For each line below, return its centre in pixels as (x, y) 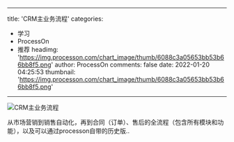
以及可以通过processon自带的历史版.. (76, 131)
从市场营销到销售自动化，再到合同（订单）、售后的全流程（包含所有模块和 (112, 122)
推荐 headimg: (38, 50)
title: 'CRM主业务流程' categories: (55, 19)
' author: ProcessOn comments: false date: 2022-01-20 (131, 64)
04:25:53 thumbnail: (46, 72)
